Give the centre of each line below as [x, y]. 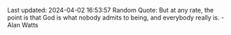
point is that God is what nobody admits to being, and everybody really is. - [116, 17]
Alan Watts [23, 25]
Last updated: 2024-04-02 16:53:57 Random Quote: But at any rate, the [111, 10]
